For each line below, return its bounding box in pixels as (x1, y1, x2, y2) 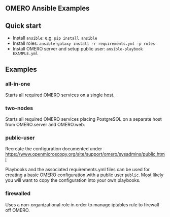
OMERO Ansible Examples (5, 4, 90, 13)
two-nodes (5, 104, 33, 112)
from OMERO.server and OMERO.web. (5, 122, 85, 128)
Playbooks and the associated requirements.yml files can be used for (5, 167, 150, 173)
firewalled (5, 190, 31, 197)
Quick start (5, 21, 42, 30)
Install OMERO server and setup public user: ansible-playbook (12, 46, 143, 52)
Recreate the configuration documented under (5, 146, 103, 152)
